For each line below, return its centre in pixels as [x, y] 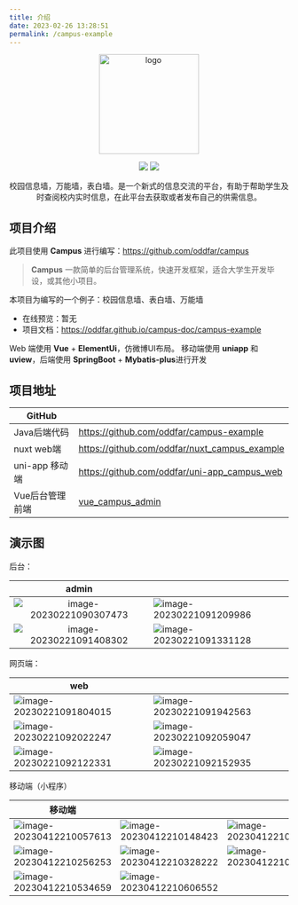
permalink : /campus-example [61, 34]
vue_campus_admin [120, 502]
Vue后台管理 [40, 496]
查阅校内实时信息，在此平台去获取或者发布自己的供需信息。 [153, 197]
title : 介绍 [30, 17]
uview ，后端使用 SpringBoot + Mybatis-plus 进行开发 [108, 359]
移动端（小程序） [40, 785]
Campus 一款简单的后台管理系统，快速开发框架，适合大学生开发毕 [153, 270]
